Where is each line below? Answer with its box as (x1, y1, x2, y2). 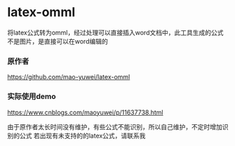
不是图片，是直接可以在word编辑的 (7, 36, 109, 46)
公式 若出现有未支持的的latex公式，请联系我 (19, 131, 146, 140)
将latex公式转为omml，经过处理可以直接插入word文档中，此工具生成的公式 (7, 28, 224, 36)
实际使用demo (7, 92, 56, 102)
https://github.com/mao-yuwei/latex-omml (7, 73, 130, 81)
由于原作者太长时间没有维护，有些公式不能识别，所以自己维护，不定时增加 (7, 122, 222, 131)
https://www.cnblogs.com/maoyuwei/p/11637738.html (7, 108, 163, 117)
